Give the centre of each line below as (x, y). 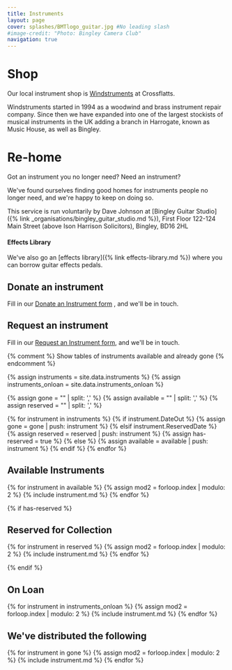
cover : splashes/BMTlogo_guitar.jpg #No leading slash (88, 27)
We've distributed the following (77, 636)
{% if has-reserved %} (40, 508)
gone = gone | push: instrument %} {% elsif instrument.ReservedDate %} (112, 426)
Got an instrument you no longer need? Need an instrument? (94, 177)
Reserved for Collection (60, 530)
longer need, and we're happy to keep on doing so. (80, 198)
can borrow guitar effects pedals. (55, 265)
